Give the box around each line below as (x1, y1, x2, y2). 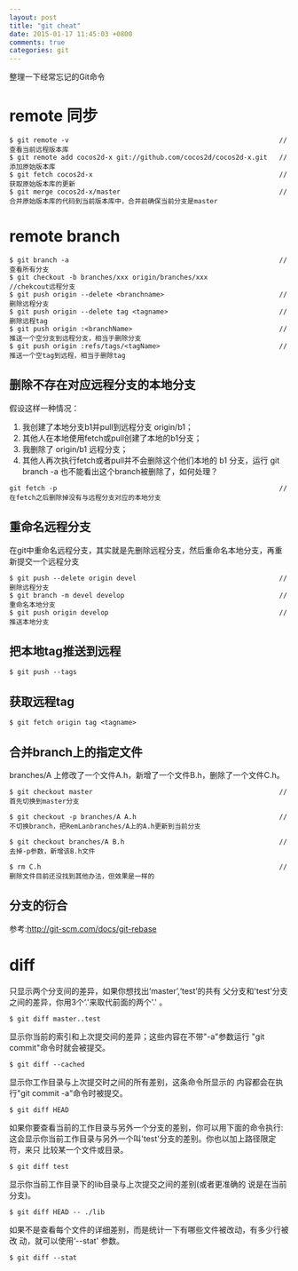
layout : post (9, 12, 58, 22)
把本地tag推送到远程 (9, 644, 122, 659)
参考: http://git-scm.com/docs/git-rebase (9, 923, 157, 933)
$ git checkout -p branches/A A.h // (9, 813, 288, 822)
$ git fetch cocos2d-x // (9, 171, 288, 179)
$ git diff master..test (9, 1014, 101, 1023)
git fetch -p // (9, 483, 288, 493)
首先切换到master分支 (9, 797, 80, 806)
